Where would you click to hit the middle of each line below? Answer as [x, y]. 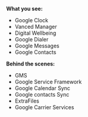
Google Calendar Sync [42, 88]
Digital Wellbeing [35, 33]
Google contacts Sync [42, 94]
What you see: [24, 9]
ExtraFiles [27, 101]
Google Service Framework [48, 82]
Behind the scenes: [31, 64]
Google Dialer [32, 39]
